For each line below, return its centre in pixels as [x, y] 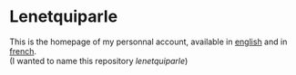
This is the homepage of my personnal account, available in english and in [148, 42]
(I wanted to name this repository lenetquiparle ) [99, 61]
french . [23, 51]
